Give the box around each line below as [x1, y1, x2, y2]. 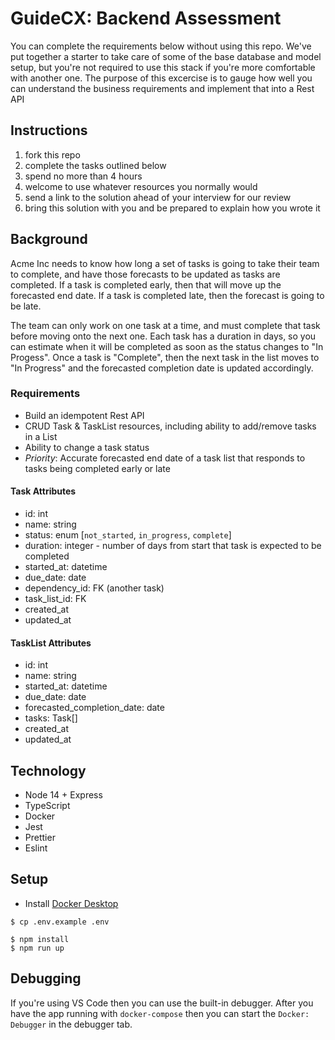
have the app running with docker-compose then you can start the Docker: [10, 1007, 310, 1019]
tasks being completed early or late [24, 462, 171, 474]
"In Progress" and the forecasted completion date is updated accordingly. [10, 362, 314, 374]
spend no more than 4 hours [24, 170, 143, 182]
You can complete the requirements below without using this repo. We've [10, 40, 312, 52]
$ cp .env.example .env [10, 917, 110, 927]
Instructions [10, 122, 88, 139]
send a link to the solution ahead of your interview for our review [24, 191, 292, 203]
